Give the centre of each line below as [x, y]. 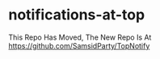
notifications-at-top [77, 15]
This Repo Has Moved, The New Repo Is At [80, 37]
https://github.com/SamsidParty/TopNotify [79, 45]
